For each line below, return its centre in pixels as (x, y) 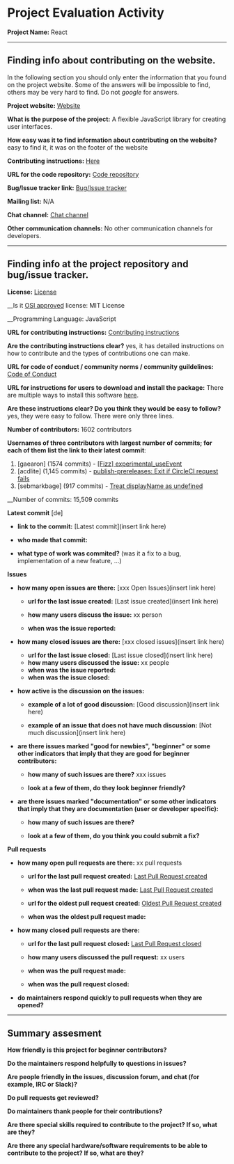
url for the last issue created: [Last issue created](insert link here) (123, 601)
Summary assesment (55, 1033)
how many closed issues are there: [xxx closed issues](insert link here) (121, 641)
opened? (30, 1005)
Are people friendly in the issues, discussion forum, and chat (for (103, 1077)
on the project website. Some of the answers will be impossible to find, (109, 84)
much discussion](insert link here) (77, 732)
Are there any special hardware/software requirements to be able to (107, 1146)
